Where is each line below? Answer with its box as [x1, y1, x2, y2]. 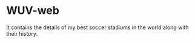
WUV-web [6, 4, 59, 18]
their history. [6, 30, 38, 37]
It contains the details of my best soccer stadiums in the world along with [6, 24, 189, 31]
